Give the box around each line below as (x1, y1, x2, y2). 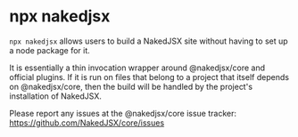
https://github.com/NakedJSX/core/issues (9, 117, 165, 128)
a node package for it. (9, 44, 91, 55)
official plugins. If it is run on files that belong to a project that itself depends (9, 71, 290, 82)
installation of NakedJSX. (9, 91, 103, 101)
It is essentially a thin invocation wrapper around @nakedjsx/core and (9, 62, 266, 73)
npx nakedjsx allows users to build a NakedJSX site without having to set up (9, 36, 288, 46)
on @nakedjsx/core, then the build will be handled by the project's (9, 81, 252, 92)
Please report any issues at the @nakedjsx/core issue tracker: (9, 108, 237, 118)
